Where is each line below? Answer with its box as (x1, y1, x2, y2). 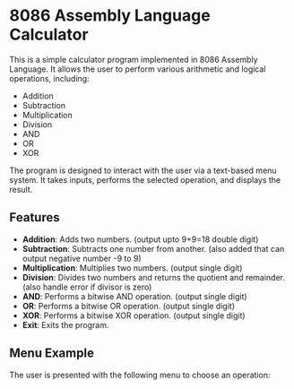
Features (9, 210, 60, 225)
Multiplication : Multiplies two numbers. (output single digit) (22, 262, 243, 273)
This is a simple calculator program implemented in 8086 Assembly (9, 54, 258, 65)
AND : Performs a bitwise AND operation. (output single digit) (22, 290, 248, 301)
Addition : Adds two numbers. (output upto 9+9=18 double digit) (22, 234, 259, 245)
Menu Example (9, 346, 94, 361)
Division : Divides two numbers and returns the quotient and (22, 272, 244, 282)
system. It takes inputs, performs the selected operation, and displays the (9, 174, 281, 185)
